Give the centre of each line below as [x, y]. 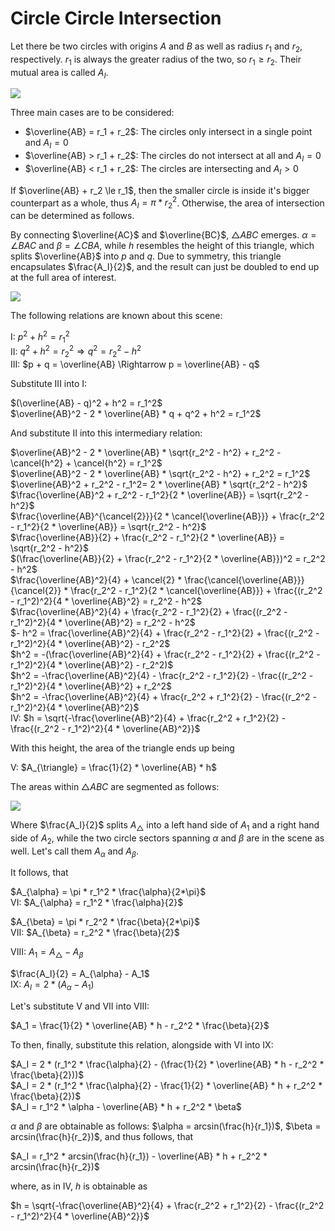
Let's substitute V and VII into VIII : [80, 1006]
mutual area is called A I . [59, 73]
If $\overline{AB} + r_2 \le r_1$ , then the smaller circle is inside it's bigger [160, 190]
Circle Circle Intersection [116, 18]
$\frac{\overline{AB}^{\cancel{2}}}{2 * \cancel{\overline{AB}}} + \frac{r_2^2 [167, 516]
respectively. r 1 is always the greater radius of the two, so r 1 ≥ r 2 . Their [156, 60]
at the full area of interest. [63, 278]
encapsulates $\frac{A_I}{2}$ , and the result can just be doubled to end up [165, 267]
